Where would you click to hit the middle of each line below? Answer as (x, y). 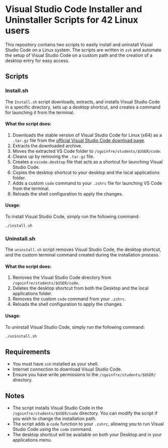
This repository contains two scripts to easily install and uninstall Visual (79, 44)
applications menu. (32, 440)
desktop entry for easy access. (37, 60)
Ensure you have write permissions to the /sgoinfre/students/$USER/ (84, 375)
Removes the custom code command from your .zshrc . (69, 299)
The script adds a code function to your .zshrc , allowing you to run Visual (88, 424)
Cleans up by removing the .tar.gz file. (53, 156)
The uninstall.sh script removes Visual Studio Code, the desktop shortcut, (83, 249)
